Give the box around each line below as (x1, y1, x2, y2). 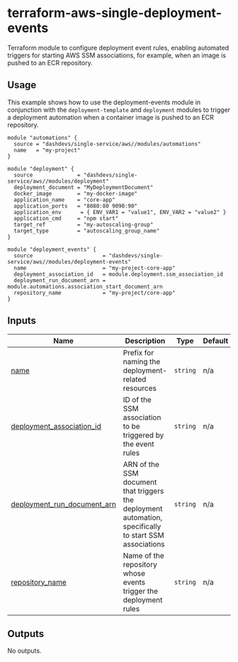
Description (125, 335, 166, 345)
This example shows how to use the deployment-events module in (7, 98, 201, 106)
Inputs (7, 315, 37, 327)
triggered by (123, 430, 164, 440)
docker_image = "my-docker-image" (13, 190, 138, 197)
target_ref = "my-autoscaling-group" (13, 221, 154, 228)
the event (123, 439, 154, 449)
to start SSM (123, 530, 164, 540)
